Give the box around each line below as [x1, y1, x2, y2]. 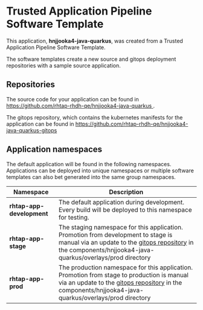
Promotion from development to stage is [58, 231, 173, 239]
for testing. [58, 213, 89, 221]
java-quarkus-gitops [6, 126, 57, 134]
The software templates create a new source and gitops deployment [6, 55, 176, 62]
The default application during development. [58, 198, 185, 206]
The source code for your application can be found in [6, 95, 139, 103]
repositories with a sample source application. [6, 62, 121, 69]
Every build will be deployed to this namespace [58, 205, 192, 214]
